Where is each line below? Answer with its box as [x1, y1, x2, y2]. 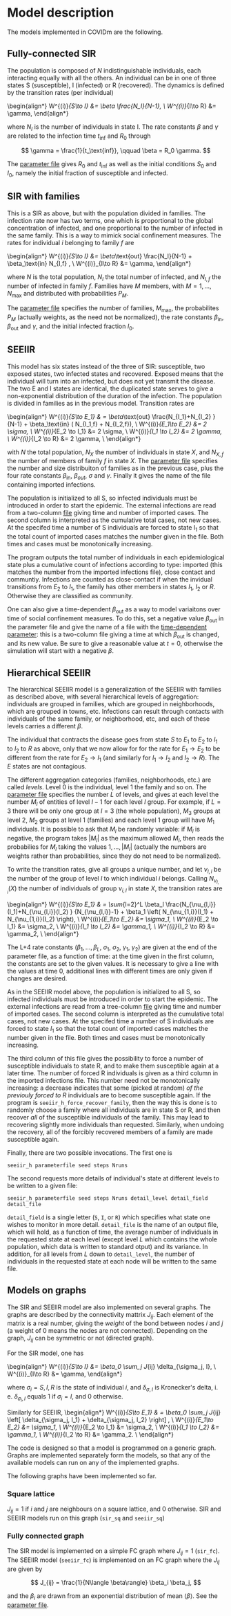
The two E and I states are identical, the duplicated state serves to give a [7, 384, 214, 393]
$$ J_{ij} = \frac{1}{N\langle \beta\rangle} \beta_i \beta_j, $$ [30, 1579, 201, 1587]
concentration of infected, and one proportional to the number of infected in [7, 224, 223, 232]
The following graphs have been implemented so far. [7, 1472, 157, 1480]
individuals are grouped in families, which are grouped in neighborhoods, [7, 699, 215, 708]
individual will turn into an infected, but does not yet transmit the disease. [7, 377, 216, 385]
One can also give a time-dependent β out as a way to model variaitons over [7, 604, 221, 615]
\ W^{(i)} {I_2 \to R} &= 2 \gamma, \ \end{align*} [7, 434, 141, 442]
